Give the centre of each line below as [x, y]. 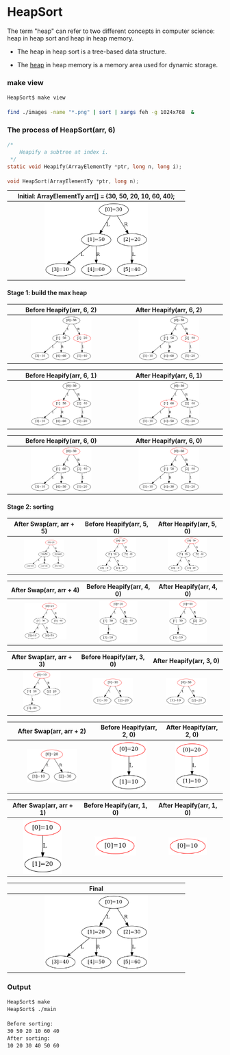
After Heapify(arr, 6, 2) [169, 310]
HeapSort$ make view [37, 98]
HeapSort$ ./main [32, 1010]
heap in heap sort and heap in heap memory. [71, 38]
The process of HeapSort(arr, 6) [61, 130]
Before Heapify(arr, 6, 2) [61, 310]
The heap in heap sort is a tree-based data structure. [92, 51]
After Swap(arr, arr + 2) [52, 731]
